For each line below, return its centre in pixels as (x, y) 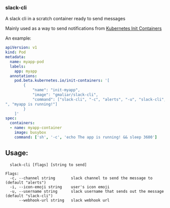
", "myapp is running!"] (31, 104)
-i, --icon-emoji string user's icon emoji (60, 187)
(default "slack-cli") (29, 196)
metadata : (16, 57)
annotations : (24, 76)
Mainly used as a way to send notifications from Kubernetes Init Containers (83, 28)
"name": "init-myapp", (56, 90)
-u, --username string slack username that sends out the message (87, 191)
